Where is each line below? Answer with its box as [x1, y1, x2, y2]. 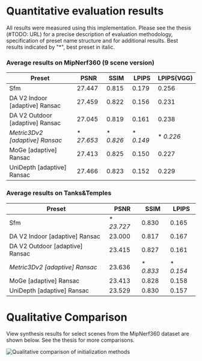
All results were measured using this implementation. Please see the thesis [6, 24, 191, 31]
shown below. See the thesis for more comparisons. [6, 336, 135, 344]
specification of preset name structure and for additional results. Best [6, 37, 179, 44]
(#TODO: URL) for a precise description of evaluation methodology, [6, 30, 173, 37]
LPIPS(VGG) [158, 74, 193, 83]
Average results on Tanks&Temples [6, 189, 112, 197]
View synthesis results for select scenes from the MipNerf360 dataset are [6, 330, 189, 337]
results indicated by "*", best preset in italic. [6, 43, 115, 51]
